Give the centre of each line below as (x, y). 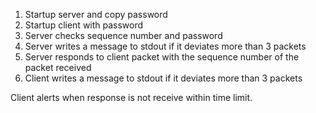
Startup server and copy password (96, 14)
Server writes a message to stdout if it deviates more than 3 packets (165, 46)
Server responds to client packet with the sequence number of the (162, 57)
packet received (58, 67)
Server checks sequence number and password (123, 35)
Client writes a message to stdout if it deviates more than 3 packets (163, 78)
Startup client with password (84, 25)
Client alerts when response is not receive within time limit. (131, 97)
